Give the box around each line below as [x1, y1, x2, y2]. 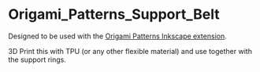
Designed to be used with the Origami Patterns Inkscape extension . [8, 31, 227, 41]
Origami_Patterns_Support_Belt [8, 5, 220, 23]
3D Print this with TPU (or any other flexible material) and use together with [8, 46, 252, 56]
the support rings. [8, 55, 67, 64]
